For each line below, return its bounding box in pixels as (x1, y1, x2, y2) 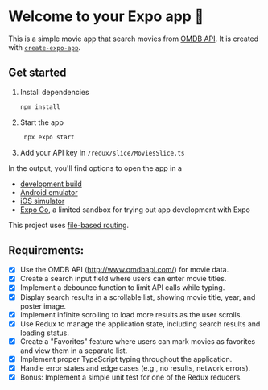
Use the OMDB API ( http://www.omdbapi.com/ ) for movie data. (19, 265, 229, 275)
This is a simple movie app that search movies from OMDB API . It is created (8, 34, 259, 44)
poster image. (19, 301, 67, 311)
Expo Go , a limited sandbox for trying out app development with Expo (19, 205, 251, 214)
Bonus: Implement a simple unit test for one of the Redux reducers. (19, 372, 243, 382)
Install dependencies (19, 87, 90, 97)
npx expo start (23, 133, 75, 141)
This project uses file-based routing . (8, 220, 130, 230)
